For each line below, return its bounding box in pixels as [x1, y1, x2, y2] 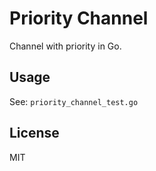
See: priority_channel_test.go [9, 95, 139, 107]
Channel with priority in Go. [9, 40, 122, 52]
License [9, 125, 60, 142]
